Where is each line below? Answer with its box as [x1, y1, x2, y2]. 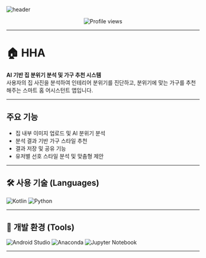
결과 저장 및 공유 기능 [15, 145, 66, 152]
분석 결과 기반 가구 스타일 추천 [15, 137, 88, 144]
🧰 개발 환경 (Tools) [6, 222, 75, 232]
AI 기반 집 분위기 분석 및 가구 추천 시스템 [6, 71, 101, 78]
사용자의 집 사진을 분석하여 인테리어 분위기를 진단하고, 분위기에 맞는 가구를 [6, 78, 185, 86]
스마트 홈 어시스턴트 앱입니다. [22, 86, 93, 94]
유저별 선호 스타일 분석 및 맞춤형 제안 [15, 152, 104, 159]
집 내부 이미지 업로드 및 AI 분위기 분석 [15, 129, 105, 137]
